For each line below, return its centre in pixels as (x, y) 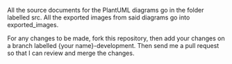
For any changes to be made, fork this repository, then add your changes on (116, 38)
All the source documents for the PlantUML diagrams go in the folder (106, 10)
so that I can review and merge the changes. (71, 53)
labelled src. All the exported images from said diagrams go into (99, 17)
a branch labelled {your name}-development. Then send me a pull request (113, 46)
